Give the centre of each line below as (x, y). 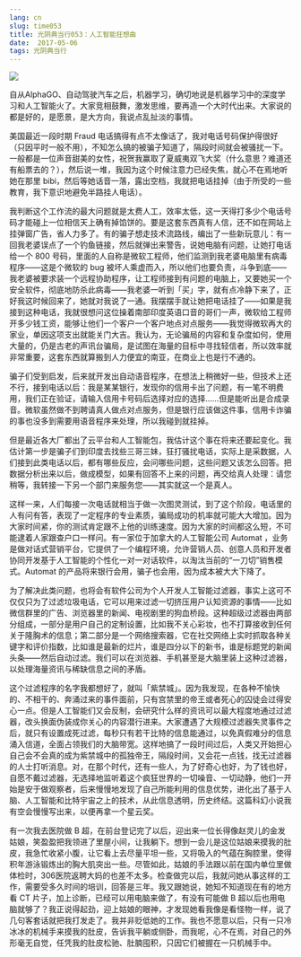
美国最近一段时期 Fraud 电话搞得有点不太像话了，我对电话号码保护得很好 (144, 136)
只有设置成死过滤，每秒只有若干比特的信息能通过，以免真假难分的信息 (162, 733)
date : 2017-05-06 (43, 43)
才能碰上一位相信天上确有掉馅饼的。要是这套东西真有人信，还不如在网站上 (154, 223)
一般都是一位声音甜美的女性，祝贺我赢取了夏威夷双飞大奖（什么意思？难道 (146, 159)
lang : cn (26, 18)
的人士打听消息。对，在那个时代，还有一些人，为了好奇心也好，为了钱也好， (150, 767)
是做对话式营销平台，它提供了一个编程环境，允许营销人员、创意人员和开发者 (150, 549)
